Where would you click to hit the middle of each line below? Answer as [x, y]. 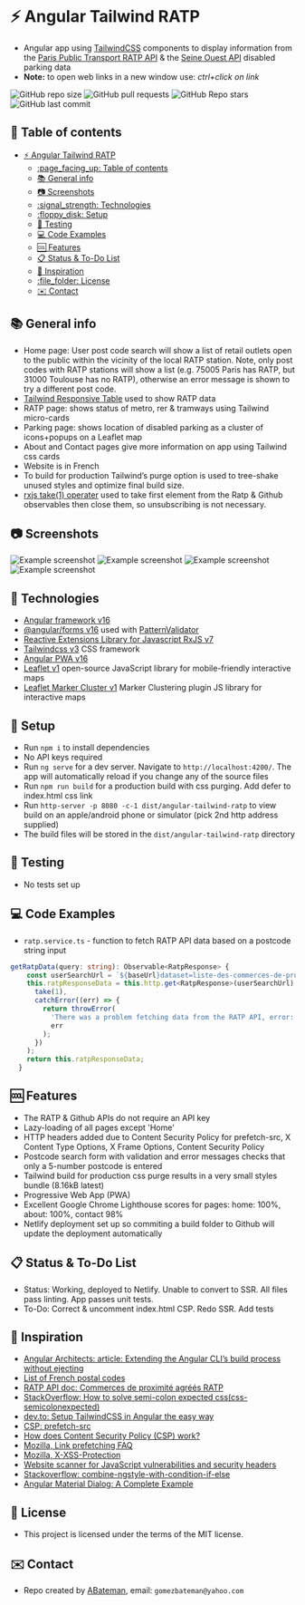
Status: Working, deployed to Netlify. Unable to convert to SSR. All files [155, 1289]
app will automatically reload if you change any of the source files [146, 776]
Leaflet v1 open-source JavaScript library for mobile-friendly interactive [157, 668]
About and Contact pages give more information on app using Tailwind [155, 446]
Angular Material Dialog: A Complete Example [108, 1484]
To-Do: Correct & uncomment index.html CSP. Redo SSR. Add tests [148, 1309]
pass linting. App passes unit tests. [88, 1299]
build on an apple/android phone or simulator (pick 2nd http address [151, 815]
